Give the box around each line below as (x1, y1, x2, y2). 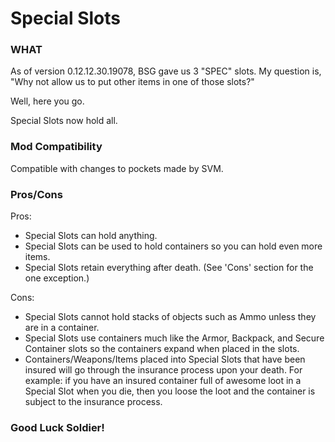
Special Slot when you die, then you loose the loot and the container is (24, 385, 316, 397)
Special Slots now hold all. (10, 115, 118, 127)
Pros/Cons (10, 187, 63, 201)
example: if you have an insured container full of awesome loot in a (24, 375, 302, 387)
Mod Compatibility (10, 140, 103, 154)
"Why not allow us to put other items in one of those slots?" (10, 76, 255, 88)
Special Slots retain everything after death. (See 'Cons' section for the (24, 262, 314, 274)
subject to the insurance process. (24, 396, 163, 408)
